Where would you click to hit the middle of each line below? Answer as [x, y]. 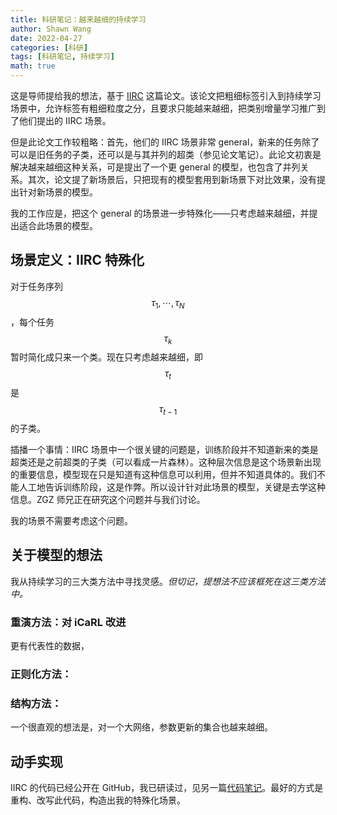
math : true [33, 66]
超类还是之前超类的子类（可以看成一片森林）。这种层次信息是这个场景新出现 [166, 462]
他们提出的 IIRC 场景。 [65, 120]
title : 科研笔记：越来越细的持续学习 [78, 19]
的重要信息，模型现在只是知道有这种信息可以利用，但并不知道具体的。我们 [163, 474]
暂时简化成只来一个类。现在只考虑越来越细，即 [106, 357]
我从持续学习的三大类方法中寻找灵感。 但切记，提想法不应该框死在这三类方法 [168, 581]
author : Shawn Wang [51, 29]
